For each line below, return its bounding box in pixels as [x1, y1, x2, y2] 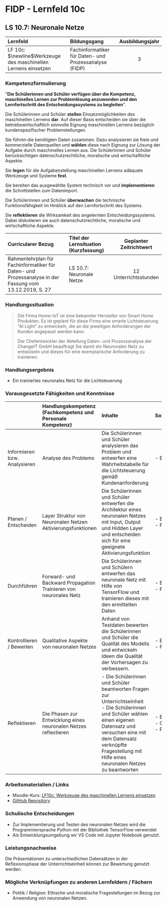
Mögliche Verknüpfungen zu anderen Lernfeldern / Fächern [5, 879, 153, 885]
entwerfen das [101, 570, 136, 577]
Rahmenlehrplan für [7, 255, 54, 262]
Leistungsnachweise [5, 844, 57, 851]
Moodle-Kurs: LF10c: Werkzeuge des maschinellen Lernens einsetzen [12, 792, 156, 798]
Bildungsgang [70, 38, 104, 45]
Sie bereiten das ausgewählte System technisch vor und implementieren [5, 182, 155, 188]
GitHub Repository [12, 798, 51, 804]
